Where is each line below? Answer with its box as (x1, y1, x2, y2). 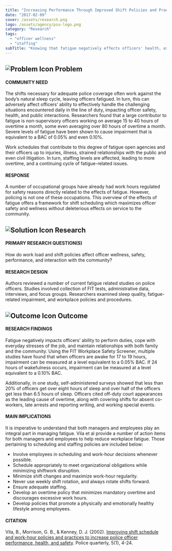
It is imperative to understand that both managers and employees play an (5, 425, 160, 431)
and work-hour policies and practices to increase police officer (5, 535, 138, 541)
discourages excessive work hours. (12, 495, 88, 501)
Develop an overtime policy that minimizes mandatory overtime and (12, 489, 155, 496)
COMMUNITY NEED (5, 79, 48, 85)
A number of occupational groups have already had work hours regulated (5, 183, 160, 190)
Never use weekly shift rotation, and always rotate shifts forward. (12, 479, 150, 485)
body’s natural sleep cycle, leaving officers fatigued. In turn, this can (5, 96, 149, 102)
